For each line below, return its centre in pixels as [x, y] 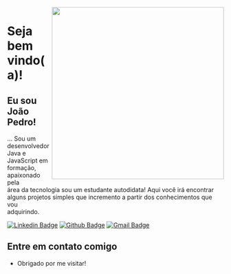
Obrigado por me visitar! [52, 263]
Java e [16, 153]
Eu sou [22, 100]
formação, [22, 168]
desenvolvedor [28, 146]
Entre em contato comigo [62, 247]
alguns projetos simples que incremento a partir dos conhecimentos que [110, 197]
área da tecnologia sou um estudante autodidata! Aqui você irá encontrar [111, 190]
